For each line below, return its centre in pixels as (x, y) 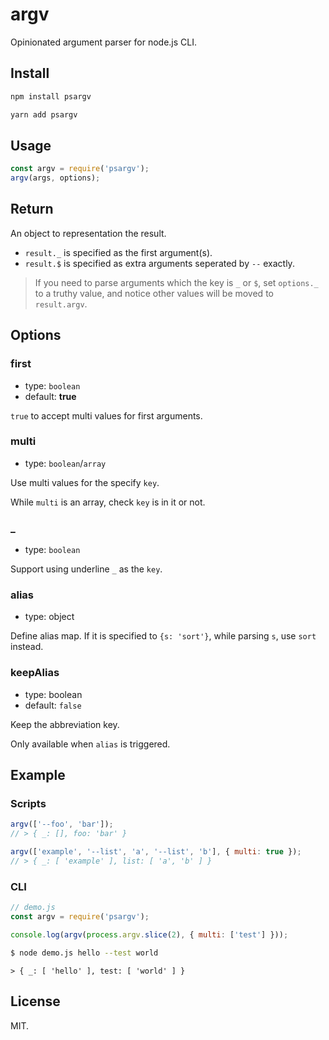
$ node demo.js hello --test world (84, 953)
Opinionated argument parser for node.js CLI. (104, 42)
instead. (27, 647)
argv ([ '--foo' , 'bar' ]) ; (62, 824)
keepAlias (35, 673)
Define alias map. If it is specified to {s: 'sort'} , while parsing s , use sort (163, 636)
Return (32, 209)
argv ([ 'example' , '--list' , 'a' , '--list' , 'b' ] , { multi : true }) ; (156, 852)
